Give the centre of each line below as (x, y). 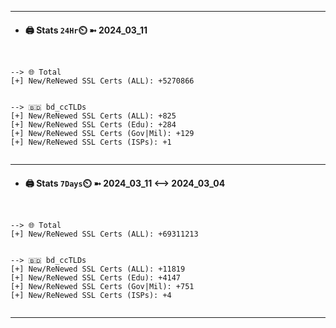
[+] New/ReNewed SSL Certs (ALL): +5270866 (102, 81)
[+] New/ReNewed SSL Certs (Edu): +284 (93, 125)
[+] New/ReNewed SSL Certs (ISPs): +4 (91, 296)
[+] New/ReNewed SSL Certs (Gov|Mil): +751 (102, 287)
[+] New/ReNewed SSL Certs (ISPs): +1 (91, 142)
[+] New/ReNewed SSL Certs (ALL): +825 (93, 116)
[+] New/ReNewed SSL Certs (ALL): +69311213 (104, 234)
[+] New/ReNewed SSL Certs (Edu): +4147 (96, 278)
